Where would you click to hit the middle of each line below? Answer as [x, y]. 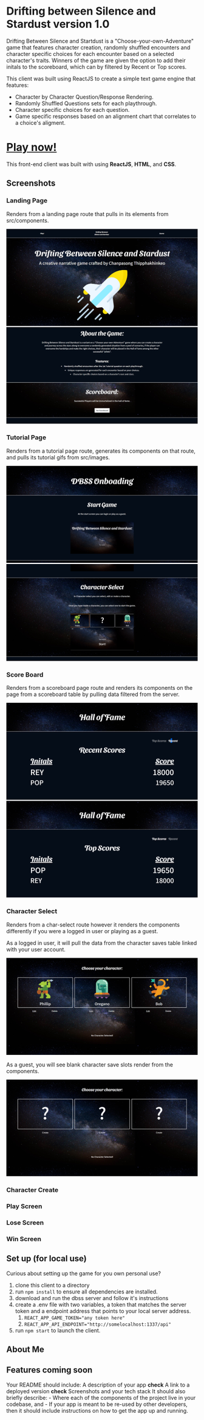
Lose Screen [25, 1222]
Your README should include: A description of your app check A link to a [98, 1385]
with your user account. [36, 949]
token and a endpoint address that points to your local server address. [103, 1311]
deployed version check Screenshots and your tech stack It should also [96, 1391]
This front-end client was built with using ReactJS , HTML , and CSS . [91, 164]
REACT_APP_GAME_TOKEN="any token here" [75, 1318]
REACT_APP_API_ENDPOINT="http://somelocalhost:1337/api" [98, 1324]
